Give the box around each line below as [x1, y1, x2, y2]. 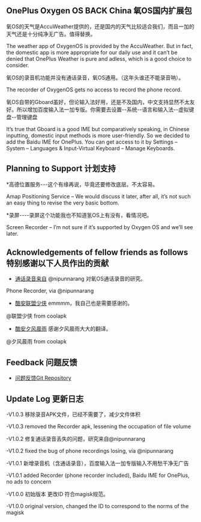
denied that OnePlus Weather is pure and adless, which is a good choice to [6, 55, 192, 62]
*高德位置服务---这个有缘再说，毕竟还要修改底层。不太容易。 [6, 180, 158, 188]
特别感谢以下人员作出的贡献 [6, 258, 109, 269]
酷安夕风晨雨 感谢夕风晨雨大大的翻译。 [14, 325, 112, 333]
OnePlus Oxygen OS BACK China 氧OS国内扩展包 [6, 5, 192, 16]
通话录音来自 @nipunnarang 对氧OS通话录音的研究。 [14, 275, 146, 283]
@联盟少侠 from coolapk [6, 312, 67, 320]
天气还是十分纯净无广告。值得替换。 [6, 30, 96, 37]
